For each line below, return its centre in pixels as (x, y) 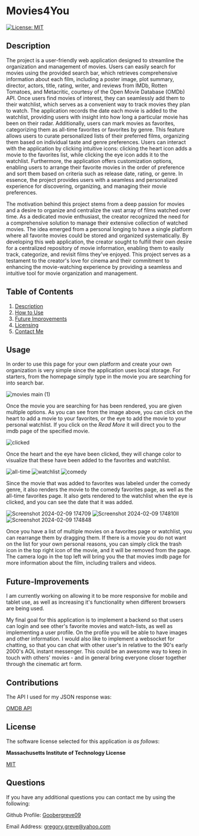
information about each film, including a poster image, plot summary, (90, 79)
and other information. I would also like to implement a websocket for (90, 639)
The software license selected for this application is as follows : (83, 741)
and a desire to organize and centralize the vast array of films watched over (98, 210)
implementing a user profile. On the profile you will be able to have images (97, 633)
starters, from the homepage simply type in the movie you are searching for (99, 377)
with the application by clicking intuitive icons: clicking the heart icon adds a (99, 148)
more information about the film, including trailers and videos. (81, 563)
